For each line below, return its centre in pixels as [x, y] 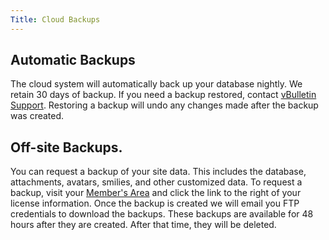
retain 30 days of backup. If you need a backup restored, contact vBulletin [163, 95]
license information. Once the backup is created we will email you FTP [155, 203]
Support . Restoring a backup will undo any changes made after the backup [164, 105]
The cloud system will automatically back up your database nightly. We [156, 84]
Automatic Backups [73, 60]
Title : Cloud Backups [55, 19]
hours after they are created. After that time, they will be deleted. [143, 225]
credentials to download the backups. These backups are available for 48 [162, 214]
